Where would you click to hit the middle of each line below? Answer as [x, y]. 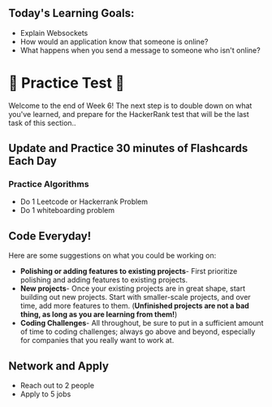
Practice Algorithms [49, 184]
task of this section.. [42, 123]
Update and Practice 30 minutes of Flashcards [128, 148]
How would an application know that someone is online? [114, 41]
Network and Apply [59, 366]
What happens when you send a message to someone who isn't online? [140, 50]
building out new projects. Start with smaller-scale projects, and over [136, 297]
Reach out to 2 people [57, 386]
